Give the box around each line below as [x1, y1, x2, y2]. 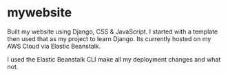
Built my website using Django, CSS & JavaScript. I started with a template [7, 27, 218, 36]
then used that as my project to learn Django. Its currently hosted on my [7, 34, 211, 42]
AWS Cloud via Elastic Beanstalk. [7, 42, 101, 50]
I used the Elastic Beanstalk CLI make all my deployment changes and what [7, 55, 221, 63]
